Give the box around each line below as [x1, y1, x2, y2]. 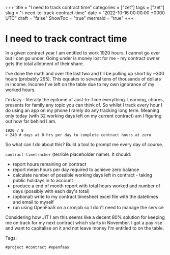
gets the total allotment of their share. [5, 61, 84, 67]
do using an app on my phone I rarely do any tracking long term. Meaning [5, 107, 159, 114]
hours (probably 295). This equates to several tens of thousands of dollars [5, 76, 161, 82]
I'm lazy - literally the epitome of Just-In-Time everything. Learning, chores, [5, 96, 164, 102]
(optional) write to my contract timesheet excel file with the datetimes [12, 193, 159, 200]
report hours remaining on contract [12, 161, 87, 167]
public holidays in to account [12, 177, 73, 183]
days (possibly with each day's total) [12, 188, 90, 194]
